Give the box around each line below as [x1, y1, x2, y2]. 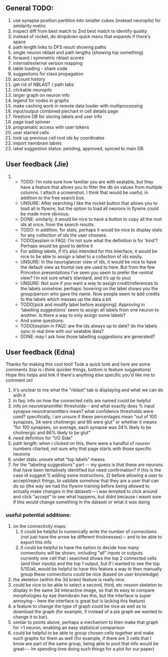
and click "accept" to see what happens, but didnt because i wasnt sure [12, 494, 161, 500]
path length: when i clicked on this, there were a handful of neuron [12, 441, 150, 447]
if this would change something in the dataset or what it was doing [12, 499, 150, 505]
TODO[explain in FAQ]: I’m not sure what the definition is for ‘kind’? [20, 237, 158, 243]
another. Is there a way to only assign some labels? [20, 312, 126, 318]
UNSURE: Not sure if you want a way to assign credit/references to [20, 280, 158, 286]
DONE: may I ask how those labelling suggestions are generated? [20, 334, 155, 340]
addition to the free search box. [20, 194, 85, 200]
